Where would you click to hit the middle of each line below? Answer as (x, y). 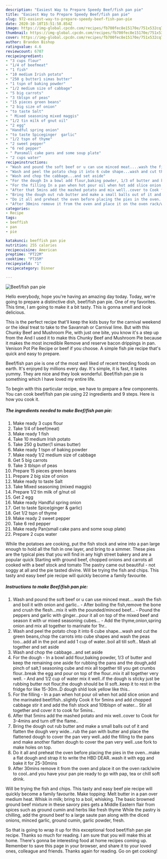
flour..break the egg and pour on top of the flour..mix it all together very (86, 673)
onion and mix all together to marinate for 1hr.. (60, 626)
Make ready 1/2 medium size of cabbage (54, 455)
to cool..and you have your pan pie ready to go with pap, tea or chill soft (86, 773)
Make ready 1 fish (31, 433)
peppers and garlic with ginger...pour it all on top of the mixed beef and (85, 615)
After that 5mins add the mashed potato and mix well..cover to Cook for (86, 715)
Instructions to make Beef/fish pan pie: (47, 587)
